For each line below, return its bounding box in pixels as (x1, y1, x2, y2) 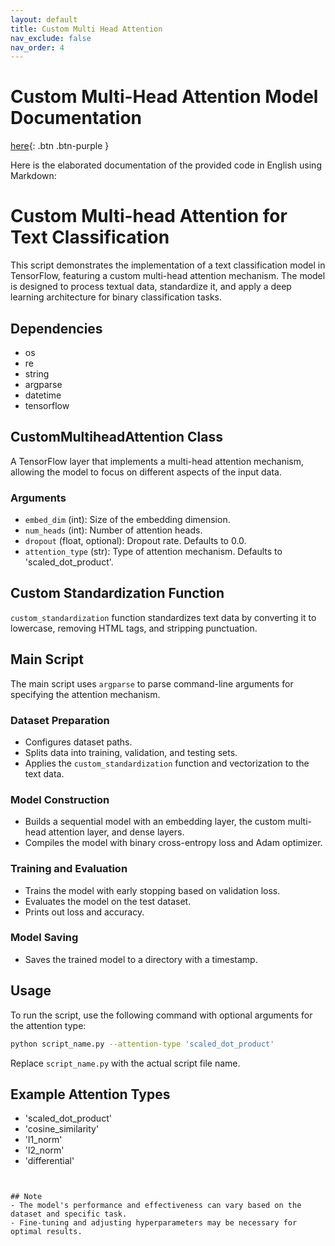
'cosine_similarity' (24, 1123, 100, 1135)
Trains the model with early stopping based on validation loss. (24, 884, 281, 896)
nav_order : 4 (10, 42, 65, 53)
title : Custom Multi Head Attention (10, 24, 163, 34)
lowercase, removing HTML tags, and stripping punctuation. (10, 622, 258, 634)
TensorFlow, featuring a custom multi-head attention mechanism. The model (10, 270, 326, 282)
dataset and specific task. (10, 1209, 128, 1220)
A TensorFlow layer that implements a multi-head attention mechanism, (10, 455, 305, 467)
